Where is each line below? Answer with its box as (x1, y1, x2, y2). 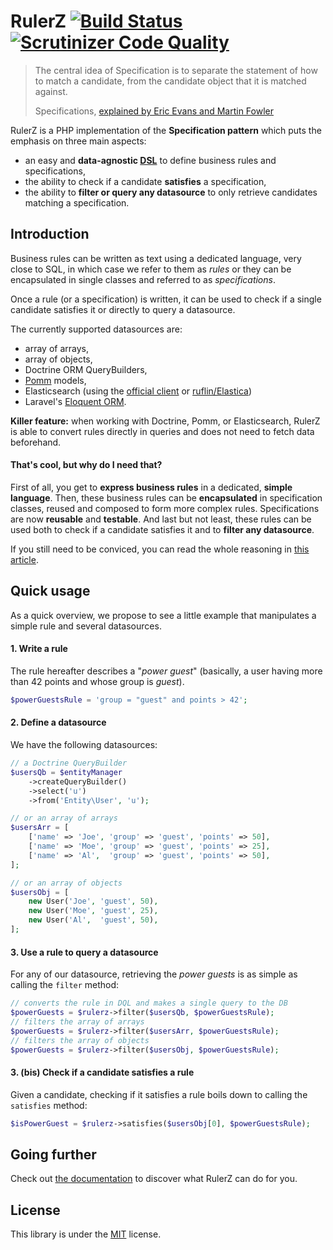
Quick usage (10, 583, 91, 600)
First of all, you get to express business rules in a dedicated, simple (10, 481, 293, 493)
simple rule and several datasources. (10, 620, 162, 632)
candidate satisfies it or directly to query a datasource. (10, 303, 236, 315)
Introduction (10, 226, 90, 243)
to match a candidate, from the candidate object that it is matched (34, 75, 307, 87)
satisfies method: (10, 1099, 88, 1111)
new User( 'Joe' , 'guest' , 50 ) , (28, 896, 159, 907)
